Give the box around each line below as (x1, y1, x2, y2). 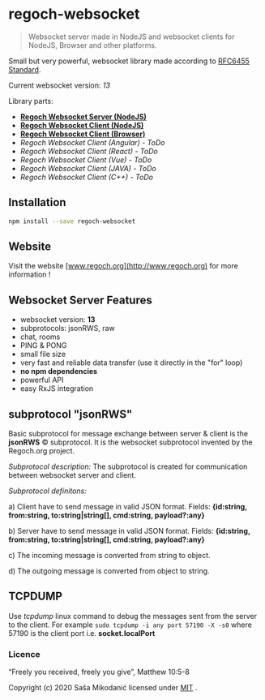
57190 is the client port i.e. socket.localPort (8, 628, 156, 638)
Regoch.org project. (8, 446, 75, 456)
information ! (8, 269, 51, 280)
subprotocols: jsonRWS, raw (19, 324, 115, 333)
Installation (8, 195, 66, 209)
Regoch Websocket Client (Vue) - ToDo (19, 155, 152, 165)
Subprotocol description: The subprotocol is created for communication (8, 462, 248, 471)
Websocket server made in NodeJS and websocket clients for (28, 32, 235, 41)
